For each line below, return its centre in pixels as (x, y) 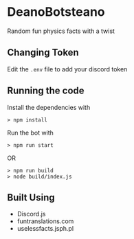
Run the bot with (30, 133)
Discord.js (31, 214)
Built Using (31, 197)
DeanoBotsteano (56, 12)
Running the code (46, 91)
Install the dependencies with (49, 107)
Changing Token (43, 53)
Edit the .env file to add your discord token (67, 69)
